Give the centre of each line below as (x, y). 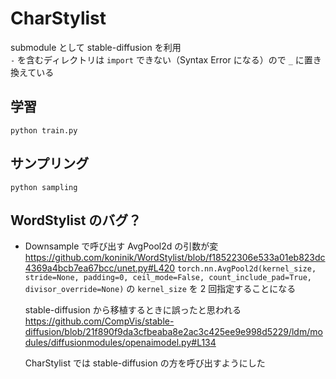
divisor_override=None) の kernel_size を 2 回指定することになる (160, 289)
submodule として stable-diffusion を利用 (96, 47)
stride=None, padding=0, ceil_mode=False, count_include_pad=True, (168, 278)
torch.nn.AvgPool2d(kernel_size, (247, 269)
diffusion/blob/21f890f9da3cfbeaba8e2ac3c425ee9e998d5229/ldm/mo (173, 332)
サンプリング (50, 163)
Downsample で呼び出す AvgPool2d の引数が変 (121, 246)
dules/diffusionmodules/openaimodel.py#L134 (120, 343)
